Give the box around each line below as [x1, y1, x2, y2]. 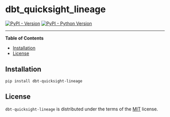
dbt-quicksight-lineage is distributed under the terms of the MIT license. [5, 106, 158, 112]
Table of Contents [5, 35, 44, 41]
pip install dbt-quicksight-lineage [5, 78, 82, 83]
